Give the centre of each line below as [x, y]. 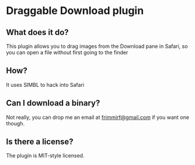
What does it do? [37, 32]
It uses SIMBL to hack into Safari [45, 85]
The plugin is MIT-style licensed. [45, 156]
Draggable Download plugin [75, 11]
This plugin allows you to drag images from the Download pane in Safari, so [97, 46]
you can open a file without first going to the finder [67, 52]
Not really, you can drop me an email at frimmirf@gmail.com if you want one [98, 117]
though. [15, 123]
